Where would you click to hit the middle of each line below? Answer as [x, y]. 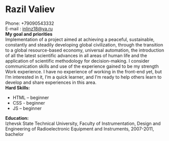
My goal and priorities [29, 34]
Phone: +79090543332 [30, 23]
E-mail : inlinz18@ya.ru [29, 28]
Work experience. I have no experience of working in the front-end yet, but [84, 71]
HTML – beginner [31, 98]
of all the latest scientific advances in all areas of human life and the [76, 55]
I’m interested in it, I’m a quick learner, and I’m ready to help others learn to [83, 77]
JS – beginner [27, 108]
